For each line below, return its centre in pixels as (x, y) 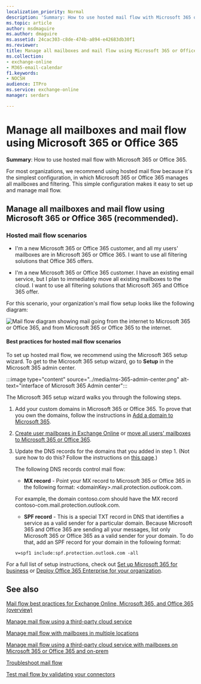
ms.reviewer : (22, 46)
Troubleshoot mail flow (34, 663)
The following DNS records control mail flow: (70, 469)
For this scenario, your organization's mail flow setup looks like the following (100, 304)
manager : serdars (28, 95)
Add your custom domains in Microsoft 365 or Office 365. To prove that (103, 408)
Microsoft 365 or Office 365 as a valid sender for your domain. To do (109, 535)
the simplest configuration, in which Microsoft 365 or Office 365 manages (97, 177)
